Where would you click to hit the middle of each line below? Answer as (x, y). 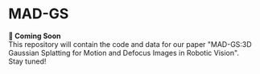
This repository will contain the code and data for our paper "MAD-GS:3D (130, 44)
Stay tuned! (27, 61)
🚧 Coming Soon (35, 36)
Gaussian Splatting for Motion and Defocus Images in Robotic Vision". (124, 53)
